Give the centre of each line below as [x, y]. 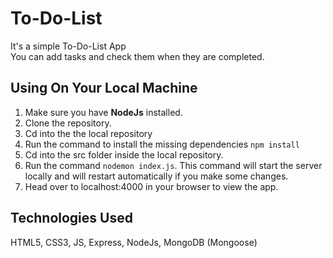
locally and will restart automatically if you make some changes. [156, 176]
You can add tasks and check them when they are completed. [137, 56]
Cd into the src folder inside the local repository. [124, 154]
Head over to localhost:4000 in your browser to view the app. [151, 186]
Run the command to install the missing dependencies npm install [162, 144]
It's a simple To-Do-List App [68, 46]
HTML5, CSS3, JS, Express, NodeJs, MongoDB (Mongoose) [134, 242]
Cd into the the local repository [88, 133]
